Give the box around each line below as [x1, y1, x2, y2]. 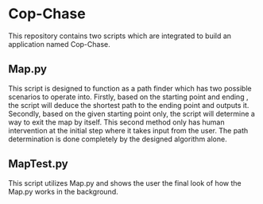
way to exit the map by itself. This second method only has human [8, 117, 225, 127]
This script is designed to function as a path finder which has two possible [8, 83, 252, 93]
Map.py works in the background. [8, 187, 118, 196]
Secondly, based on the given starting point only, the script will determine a [8, 109, 256, 118]
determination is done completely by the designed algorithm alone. [8, 134, 228, 144]
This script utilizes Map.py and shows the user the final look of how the [8, 178, 242, 187]
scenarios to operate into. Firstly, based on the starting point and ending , [8, 92, 249, 102]
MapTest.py [8, 157, 69, 171]
